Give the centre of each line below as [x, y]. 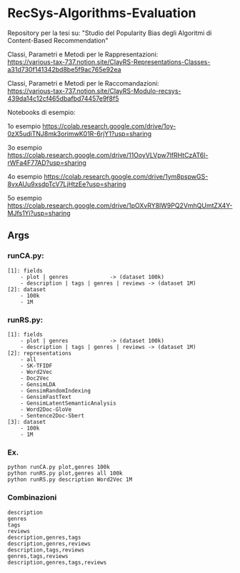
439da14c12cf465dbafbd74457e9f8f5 [63, 98]
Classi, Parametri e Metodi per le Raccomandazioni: [83, 83]
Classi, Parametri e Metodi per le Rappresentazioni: [83, 54]
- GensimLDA [38, 384]
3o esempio [25, 147]
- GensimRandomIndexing [56, 390]
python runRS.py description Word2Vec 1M [70, 480]
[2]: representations [40, 353]
